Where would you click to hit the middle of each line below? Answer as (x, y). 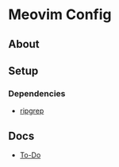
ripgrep (32, 111)
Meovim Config (60, 15)
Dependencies (37, 93)
